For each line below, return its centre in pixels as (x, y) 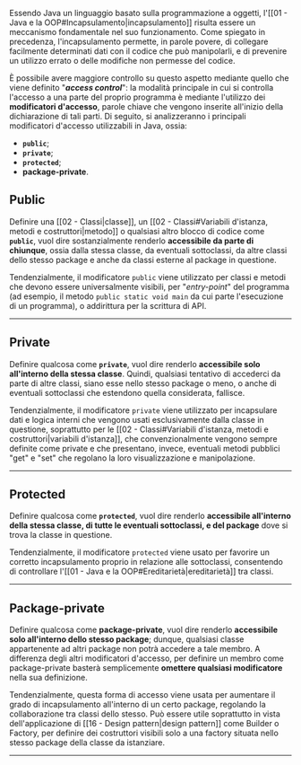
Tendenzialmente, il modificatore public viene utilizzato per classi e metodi (148, 277)
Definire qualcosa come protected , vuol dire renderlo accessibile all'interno (150, 516)
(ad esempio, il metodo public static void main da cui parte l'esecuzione (146, 296)
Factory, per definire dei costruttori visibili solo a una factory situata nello (144, 733)
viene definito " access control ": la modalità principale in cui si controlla (142, 88)
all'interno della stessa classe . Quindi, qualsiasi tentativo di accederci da (145, 374)
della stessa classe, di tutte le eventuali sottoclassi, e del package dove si (149, 525)
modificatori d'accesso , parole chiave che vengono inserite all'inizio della (146, 106)
